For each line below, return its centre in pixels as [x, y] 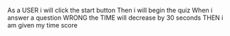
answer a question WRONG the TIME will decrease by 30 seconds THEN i [115, 18]
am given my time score [43, 25]
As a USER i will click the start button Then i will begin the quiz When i [110, 10]
